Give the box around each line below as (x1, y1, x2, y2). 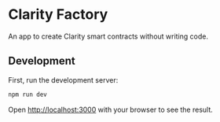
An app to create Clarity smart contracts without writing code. (8, 31, 209, 41)
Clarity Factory (8, 6, 108, 24)
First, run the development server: (8, 75, 119, 84)
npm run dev (8, 91, 47, 98)
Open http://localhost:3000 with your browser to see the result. (8, 105, 214, 114)
